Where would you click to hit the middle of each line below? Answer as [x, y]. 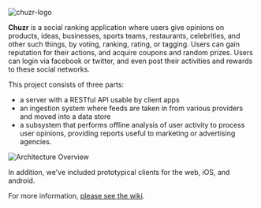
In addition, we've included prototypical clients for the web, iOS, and [119, 172]
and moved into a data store [65, 117]
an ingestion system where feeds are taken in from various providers [131, 108]
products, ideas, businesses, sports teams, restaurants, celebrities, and [124, 36]
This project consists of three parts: [66, 84]
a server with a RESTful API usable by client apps [99, 100]
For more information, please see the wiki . [76, 196]
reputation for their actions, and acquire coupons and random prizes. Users [131, 52]
